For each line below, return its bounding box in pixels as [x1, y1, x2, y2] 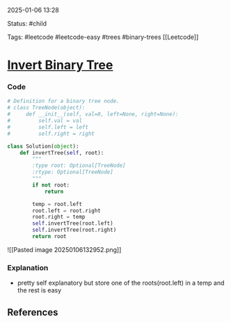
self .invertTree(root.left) [32, 220, 113, 227]
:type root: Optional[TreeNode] [32, 162, 127, 169]
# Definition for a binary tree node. [7, 97, 120, 105]
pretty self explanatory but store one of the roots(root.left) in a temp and [17, 278, 225, 287]
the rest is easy [17, 286, 61, 294]
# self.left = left [7, 123, 89, 131]
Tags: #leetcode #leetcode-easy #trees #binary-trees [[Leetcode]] [7, 33, 199, 41]
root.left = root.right [32, 207, 101, 214]
